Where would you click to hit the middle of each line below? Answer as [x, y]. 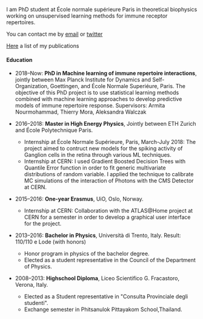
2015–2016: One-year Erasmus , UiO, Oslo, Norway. [79, 199]
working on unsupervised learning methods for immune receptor [87, 16]
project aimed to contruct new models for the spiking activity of [103, 148]
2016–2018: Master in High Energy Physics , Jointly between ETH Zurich [105, 124]
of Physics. [38, 267]
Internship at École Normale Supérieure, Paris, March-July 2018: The [110, 142]
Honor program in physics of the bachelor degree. [87, 254]
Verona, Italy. [32, 285]
